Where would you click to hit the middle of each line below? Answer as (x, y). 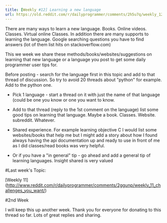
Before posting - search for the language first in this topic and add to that (80, 74)
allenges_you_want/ (25, 190)
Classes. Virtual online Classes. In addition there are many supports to (77, 34)
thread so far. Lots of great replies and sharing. (53, 215)
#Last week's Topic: (26, 170)
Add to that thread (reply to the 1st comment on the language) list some (85, 110)
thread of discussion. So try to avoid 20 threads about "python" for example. (83, 80)
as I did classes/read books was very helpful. (59, 145)
